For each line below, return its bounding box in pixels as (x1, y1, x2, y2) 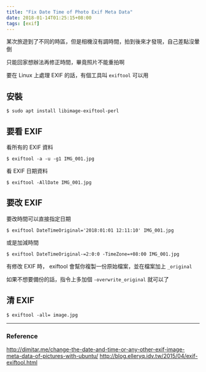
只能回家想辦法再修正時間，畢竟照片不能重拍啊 (6, 59, 124, 66)
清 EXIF (6, 295, 35, 306)
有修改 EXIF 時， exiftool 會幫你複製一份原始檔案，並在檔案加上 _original (6, 262, 193, 270)
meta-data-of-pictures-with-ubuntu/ (6, 352, 99, 359)
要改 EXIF (6, 197, 43, 208)
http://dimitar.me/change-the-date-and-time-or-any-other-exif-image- (6, 346, 185, 353)
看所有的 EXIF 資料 (6, 143, 53, 151)
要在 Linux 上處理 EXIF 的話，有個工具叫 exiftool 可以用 (6, 72, 149, 79)
